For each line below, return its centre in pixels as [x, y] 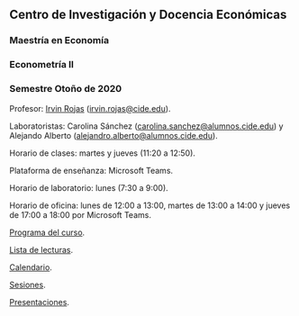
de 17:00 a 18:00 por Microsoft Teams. [80, 214]
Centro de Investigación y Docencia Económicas [148, 15]
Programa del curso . [47, 232]
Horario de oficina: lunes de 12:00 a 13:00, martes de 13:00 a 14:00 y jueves [150, 205]
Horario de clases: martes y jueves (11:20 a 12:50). [103, 153]
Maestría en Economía [59, 41]
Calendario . [31, 267]
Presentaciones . [40, 302]
